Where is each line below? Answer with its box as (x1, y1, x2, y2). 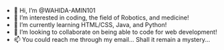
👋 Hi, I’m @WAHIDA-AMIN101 (13, 7, 96, 14)
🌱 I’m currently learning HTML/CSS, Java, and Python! (13, 21, 167, 28)
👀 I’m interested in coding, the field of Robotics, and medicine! (13, 14, 190, 22)
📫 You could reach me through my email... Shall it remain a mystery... (13, 36, 210, 43)
